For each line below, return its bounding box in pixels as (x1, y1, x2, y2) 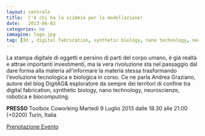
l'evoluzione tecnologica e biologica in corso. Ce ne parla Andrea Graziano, (6, 74, 196, 81)
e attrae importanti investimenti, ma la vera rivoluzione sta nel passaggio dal (6, 60, 198, 68)
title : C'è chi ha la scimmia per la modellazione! (6, 15, 143, 21)
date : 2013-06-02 (6, 20, 56, 26)
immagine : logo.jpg (6, 32, 56, 38)
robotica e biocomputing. (6, 93, 70, 100)
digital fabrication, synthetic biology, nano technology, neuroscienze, (6, 87, 180, 93)
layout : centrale (6, 9, 51, 15)
